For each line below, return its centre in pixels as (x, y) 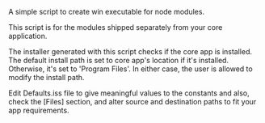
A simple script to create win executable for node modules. (106, 12)
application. (28, 36)
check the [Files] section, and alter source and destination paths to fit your (132, 102)
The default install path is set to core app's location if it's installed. (118, 60)
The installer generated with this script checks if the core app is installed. (130, 51)
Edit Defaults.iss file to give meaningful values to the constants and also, (129, 93)
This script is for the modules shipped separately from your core (116, 27)
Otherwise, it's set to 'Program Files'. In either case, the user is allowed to (130, 69)
